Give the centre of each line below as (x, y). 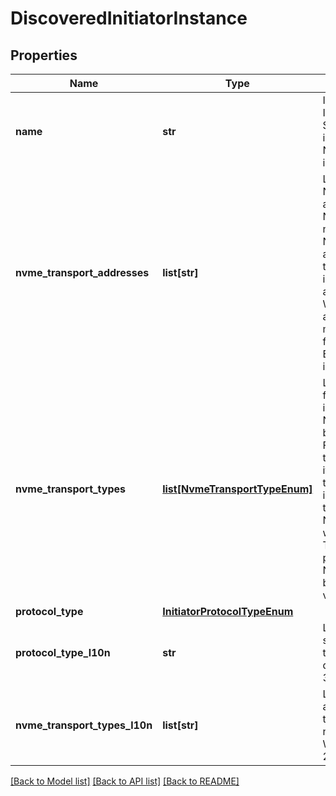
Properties (44, 55)
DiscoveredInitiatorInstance (129, 18)
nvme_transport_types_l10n (84, 725)
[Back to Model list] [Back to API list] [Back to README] (125, 781)
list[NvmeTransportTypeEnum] (237, 489)
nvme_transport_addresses (82, 272)
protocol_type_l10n (63, 652)
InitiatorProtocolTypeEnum (228, 611)
